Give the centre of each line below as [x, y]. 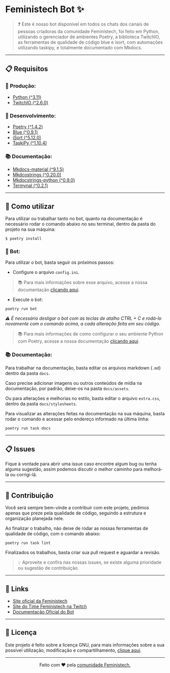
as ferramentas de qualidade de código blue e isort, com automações [90, 42]
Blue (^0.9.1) [25, 132]
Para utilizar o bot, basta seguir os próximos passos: [60, 262]
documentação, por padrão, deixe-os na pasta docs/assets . [68, 388]
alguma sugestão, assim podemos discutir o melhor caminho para [74, 469]
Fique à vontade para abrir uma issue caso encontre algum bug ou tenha [81, 464]
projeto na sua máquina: [30, 229]
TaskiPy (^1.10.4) [30, 143]
